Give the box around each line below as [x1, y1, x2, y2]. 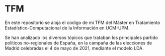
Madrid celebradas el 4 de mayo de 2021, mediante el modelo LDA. [5, 45, 144, 51]
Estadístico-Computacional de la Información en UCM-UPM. [5, 24, 130, 30]
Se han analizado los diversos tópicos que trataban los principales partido [5, 34, 158, 40]
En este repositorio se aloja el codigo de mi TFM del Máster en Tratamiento [5, 19, 160, 25]
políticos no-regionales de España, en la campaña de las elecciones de [5, 39, 152, 45]
